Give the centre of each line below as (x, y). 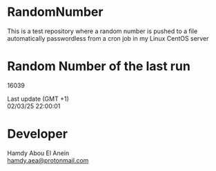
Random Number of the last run (99, 67)
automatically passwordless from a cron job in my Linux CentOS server (108, 38)
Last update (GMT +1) (38, 99)
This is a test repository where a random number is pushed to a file (102, 31)
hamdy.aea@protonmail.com (48, 160)
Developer (37, 134)
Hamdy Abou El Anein (38, 153)
